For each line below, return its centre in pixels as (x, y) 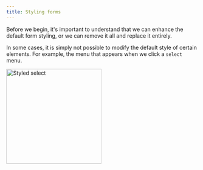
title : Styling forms (34, 12)
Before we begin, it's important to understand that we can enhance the (95, 29)
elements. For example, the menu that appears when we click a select (94, 54)
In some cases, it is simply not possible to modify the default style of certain (102, 47)
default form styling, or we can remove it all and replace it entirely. (89, 36)
